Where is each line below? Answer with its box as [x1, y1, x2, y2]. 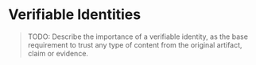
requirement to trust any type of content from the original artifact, [27, 40, 242, 49]
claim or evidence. [27, 48, 89, 58]
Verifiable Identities [8, 6, 142, 24]
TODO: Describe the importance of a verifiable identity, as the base [27, 32, 249, 41]
